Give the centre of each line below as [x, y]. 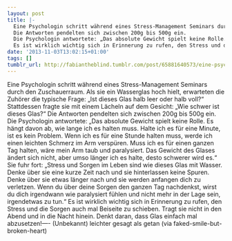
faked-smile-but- [198, 223]
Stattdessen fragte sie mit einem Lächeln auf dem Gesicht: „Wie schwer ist [113, 106]
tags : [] [20, 59]
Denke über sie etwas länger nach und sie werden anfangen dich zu [104, 179]
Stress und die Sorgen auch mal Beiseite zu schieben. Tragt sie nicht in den [115, 209]
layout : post [26, 13]
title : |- [21, 20]
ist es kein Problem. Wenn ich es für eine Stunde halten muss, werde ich [110, 136]
